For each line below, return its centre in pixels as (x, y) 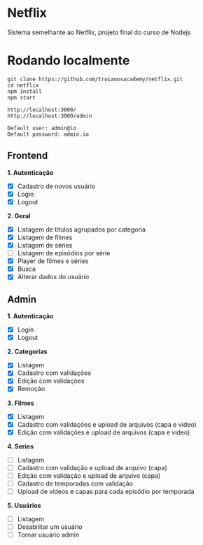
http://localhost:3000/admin (50, 116)
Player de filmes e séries (53, 261)
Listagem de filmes (45, 237)
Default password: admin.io (48, 134)
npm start (22, 97)
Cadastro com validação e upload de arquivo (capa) (92, 467)
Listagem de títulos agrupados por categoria (81, 229)
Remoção (31, 389)
